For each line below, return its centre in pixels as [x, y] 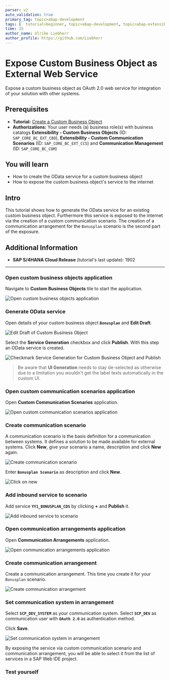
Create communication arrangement [51, 563]
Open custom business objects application [59, 278]
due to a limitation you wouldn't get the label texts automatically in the [90, 372]
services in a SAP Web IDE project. [41, 659]
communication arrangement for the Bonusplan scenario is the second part [83, 226]
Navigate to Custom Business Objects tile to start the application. [74, 289]
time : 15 [14, 29]
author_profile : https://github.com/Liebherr [54, 39]
